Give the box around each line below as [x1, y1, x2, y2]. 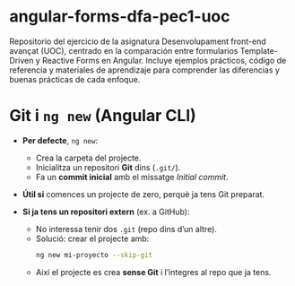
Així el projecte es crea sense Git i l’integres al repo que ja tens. [35, 266, 272, 277]
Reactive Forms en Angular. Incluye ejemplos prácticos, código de [41, 55, 287, 65]
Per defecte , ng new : [22, 134, 99, 145]
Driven [9, 55, 34, 65]
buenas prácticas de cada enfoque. [9, 74, 141, 84]
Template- [239, 45, 278, 56]
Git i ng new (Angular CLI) [9, 106, 197, 126]
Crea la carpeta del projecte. [35, 152, 142, 163]
